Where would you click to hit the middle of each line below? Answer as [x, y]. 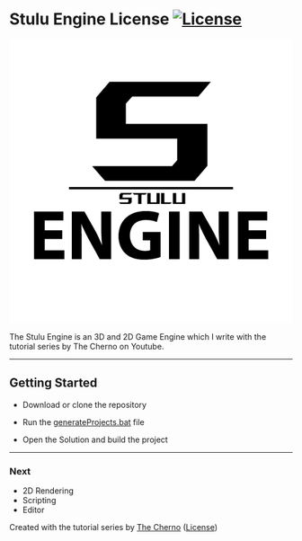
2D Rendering [48, 491]
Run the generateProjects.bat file [84, 421]
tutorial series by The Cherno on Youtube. [87, 346]
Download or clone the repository [84, 404]
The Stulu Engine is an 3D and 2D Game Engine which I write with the [138, 336]
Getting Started [53, 383]
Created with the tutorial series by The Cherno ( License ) [114, 528]
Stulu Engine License [89, 19]
